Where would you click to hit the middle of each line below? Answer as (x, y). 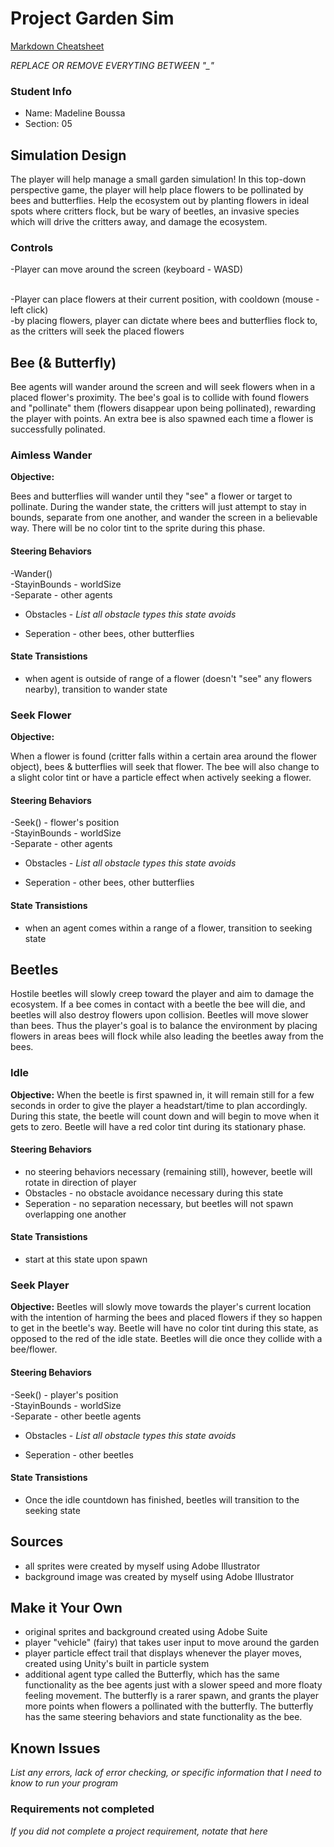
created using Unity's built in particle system (117, 1664)
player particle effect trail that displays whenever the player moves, (163, 1653)
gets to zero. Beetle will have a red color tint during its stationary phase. (158, 1126)
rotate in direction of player (80, 1182)
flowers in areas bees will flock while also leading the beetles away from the (167, 1036)
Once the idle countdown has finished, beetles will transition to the (162, 1499)
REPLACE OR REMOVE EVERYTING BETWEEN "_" (112, 65)
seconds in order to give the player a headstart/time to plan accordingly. (159, 1105)
